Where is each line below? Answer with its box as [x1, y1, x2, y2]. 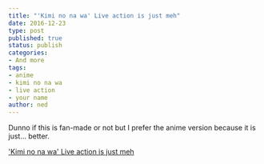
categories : [8, 49, 48, 57]
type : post [8, 26, 45, 34]
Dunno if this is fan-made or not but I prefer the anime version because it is [8, 123, 256, 133]
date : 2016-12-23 [8, 19, 66, 27]
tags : [8, 64, 26, 72]
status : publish [8, 42, 62, 50]
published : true [8, 34, 62, 42]
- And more [8, 57, 45, 65]
